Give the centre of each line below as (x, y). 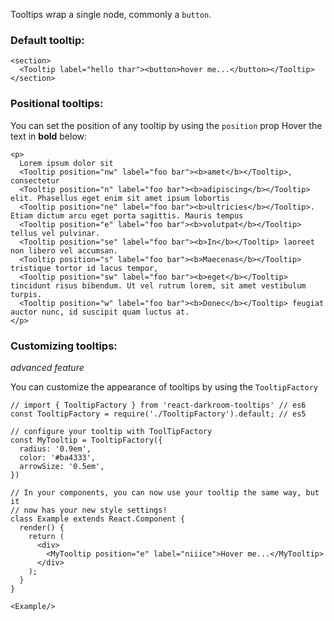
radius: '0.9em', (55, 449)
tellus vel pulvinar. (55, 233)
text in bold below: (49, 136)
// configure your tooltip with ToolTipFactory (111, 431)
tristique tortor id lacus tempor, (84, 268)
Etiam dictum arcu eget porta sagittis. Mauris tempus (127, 215)
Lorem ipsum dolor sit (66, 163)
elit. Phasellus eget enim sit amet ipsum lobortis (120, 198)
